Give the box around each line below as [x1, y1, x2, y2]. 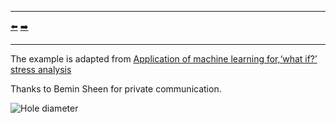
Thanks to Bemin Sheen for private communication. [10, 83, 222, 95]
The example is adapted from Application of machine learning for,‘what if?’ [10, 53, 318, 65]
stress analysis [10, 64, 72, 75]
